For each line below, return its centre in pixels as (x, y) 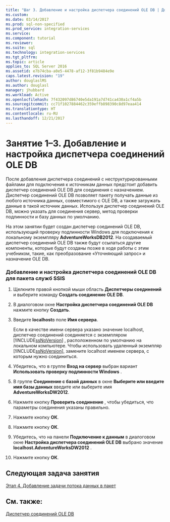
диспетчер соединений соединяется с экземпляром (70, 334)
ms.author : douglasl (27, 85)
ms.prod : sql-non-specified (35, 24)
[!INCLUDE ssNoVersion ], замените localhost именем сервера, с (81, 351)
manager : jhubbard (25, 90)
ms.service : (18, 33)
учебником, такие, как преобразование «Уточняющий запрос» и (76, 253)
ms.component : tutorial (31, 39)
